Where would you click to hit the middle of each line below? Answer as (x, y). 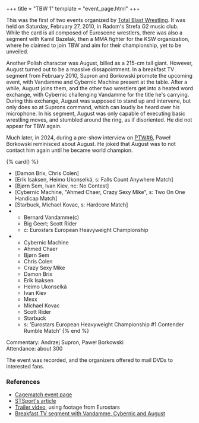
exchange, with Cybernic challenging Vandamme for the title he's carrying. (98, 95)
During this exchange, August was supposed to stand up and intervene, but (99, 101)
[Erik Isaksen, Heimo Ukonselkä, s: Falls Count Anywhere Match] (94, 179)
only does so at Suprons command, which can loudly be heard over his (93, 107)
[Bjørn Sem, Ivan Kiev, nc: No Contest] (62, 186)
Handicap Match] (36, 198)
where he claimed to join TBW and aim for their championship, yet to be (94, 45)
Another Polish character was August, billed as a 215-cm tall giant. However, (99, 63)
